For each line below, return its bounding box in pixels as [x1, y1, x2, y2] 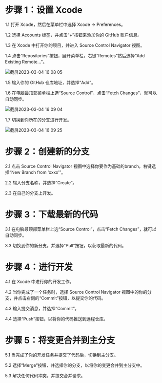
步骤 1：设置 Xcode [5, 4, 83, 16]
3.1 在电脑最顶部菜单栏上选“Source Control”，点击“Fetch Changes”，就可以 [5, 226, 157, 232]
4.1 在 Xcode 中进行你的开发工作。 [5, 278, 74, 284]
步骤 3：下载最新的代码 [5, 209, 99, 220]
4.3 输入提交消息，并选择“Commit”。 [5, 305, 80, 311]
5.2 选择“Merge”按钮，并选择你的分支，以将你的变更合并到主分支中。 [5, 362, 145, 368]
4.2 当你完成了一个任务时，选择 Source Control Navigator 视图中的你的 [5, 289, 147, 295]
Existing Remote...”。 [5, 59, 47, 64]
